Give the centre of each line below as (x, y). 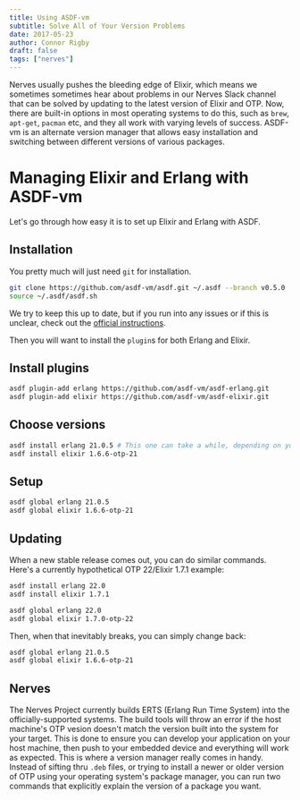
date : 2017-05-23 (42, 34)
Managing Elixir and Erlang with (129, 178)
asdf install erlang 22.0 (57, 586)
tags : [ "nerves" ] (42, 59)
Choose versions (58, 425)
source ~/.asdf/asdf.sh (54, 296)
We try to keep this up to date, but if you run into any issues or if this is (139, 313)
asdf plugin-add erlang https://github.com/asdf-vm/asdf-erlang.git (139, 389)
